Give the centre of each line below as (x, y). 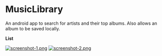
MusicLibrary (34, 9)
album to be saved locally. (33, 28)
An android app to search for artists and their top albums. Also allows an (81, 23)
